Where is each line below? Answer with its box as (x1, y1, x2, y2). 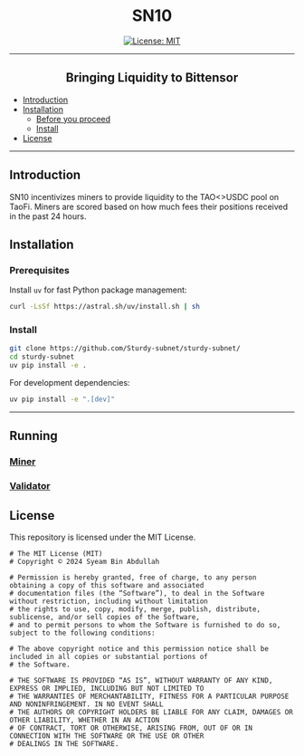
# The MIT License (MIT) (9, 549, 103, 558)
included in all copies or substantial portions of (9, 652, 208, 661)
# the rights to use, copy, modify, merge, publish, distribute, (9, 604, 261, 614)
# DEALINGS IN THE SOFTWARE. (9, 739, 119, 748)
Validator (9, 480, 51, 493)
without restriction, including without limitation (9, 597, 208, 606)
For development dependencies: (9, 378, 130, 388)
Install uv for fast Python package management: (9, 284, 187, 295)
